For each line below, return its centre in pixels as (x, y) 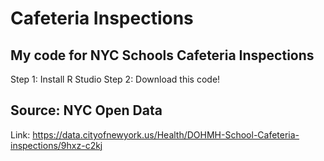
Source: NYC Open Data (86, 110)
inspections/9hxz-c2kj (56, 145)
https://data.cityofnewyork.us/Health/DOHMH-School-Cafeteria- (166, 134)
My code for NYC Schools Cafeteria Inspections (162, 55)
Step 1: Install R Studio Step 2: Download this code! (115, 79)
